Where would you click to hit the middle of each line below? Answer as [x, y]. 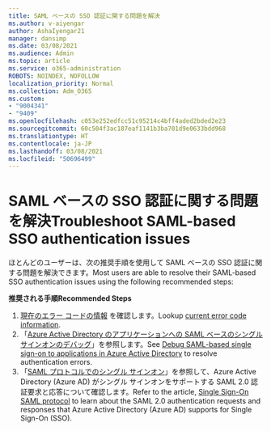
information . [40, 325]
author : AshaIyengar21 [47, 31]
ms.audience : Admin [41, 53]
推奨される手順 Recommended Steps [70, 298]
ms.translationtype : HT [49, 136]
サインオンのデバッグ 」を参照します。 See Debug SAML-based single [136, 344]
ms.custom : [27, 99]
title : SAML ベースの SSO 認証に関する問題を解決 [84, 16]
